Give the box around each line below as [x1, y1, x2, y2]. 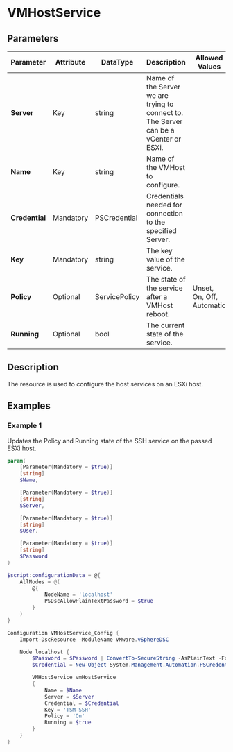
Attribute [55, 58, 86, 67]
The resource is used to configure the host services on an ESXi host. [7, 379, 203, 388]
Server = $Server [44, 693, 95, 700]
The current [146, 321, 185, 330]
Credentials [146, 191, 184, 200]
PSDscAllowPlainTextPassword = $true [44, 598, 154, 605]
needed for [146, 200, 182, 210]
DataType [101, 58, 134, 67]
